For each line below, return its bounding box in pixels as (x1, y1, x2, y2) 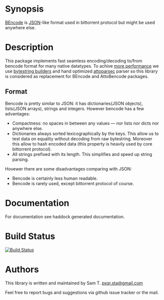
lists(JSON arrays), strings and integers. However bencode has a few (5, 106, 144, 112)
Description (5, 42, 54, 53)
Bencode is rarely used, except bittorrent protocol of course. (12, 180, 134, 186)
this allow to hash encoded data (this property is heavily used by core (12, 141, 153, 147)
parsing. (12, 156, 29, 162)
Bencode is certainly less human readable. (12, 175, 98, 181)
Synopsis (5, 3, 44, 15)
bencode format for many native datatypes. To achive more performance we (5, 63, 159, 69)
